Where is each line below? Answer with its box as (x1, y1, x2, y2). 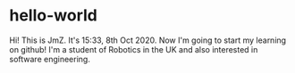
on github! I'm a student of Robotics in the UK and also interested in (9, 44, 258, 54)
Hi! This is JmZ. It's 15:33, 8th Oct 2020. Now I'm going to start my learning (9, 35, 287, 45)
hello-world (9, 5, 98, 26)
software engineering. (9, 53, 91, 64)
